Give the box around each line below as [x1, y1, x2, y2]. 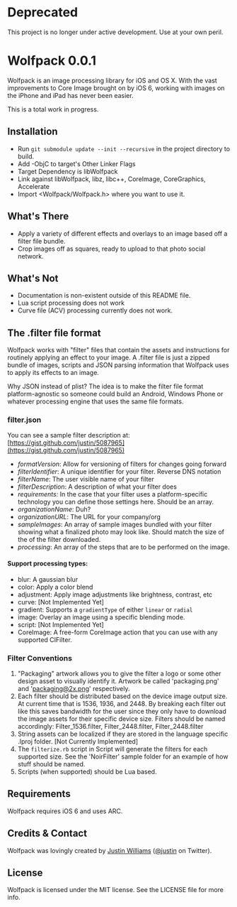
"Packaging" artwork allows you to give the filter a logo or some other [17, 669, 221, 678]
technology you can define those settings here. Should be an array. [17, 498, 214, 506]
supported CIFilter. [17, 635, 72, 643]
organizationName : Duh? [17, 505, 91, 514]
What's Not [7, 272, 59, 284]
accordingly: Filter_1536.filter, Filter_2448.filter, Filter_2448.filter [17, 722, 204, 730]
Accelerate [17, 182, 50, 190]
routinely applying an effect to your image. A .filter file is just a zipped [7, 353, 210, 362]
